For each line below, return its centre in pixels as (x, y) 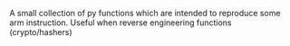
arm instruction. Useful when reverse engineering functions (121, 23)
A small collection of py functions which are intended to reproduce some (145, 13)
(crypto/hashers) (41, 32)
